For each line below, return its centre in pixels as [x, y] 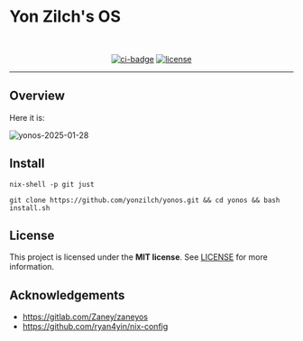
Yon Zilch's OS [65, 17]
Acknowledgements [67, 295]
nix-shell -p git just [52, 184]
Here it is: [27, 117]
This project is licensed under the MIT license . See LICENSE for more [138, 257]
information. [32, 267]
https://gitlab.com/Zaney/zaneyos [85, 317]
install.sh [30, 208]
